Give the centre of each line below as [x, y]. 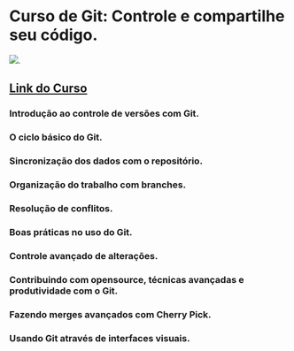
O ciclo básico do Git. [56, 137]
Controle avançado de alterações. [84, 256]
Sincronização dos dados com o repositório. [106, 161]
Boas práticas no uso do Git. [71, 232]
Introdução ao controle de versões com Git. [104, 114]
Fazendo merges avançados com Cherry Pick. [110, 314]
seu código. [54, 35]
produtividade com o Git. [64, 291]
